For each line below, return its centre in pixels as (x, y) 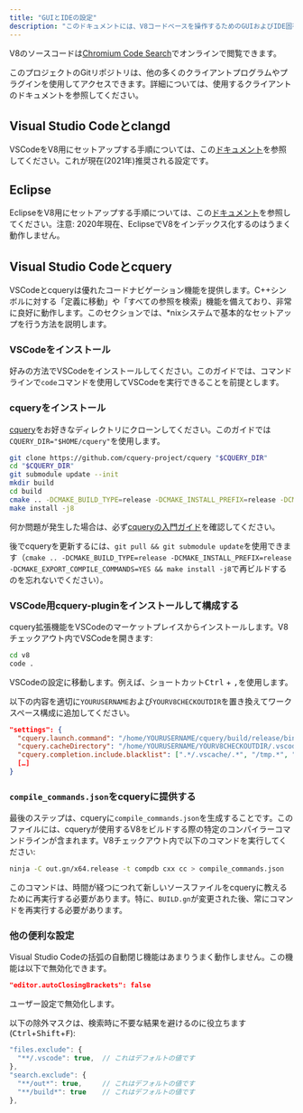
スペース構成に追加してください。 (72, 712)
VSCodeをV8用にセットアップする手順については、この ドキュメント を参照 (148, 149)
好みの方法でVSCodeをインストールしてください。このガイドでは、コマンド (151, 371)
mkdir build (32, 483)
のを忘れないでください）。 (59, 580)
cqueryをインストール (58, 408)
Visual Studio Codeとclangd (90, 126)
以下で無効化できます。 (68, 968)
